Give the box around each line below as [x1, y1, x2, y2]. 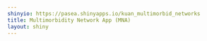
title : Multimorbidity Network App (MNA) [7, 17, 131, 24]
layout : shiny [7, 23, 49, 30]
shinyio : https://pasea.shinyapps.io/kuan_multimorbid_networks [7, 10, 201, 17]
